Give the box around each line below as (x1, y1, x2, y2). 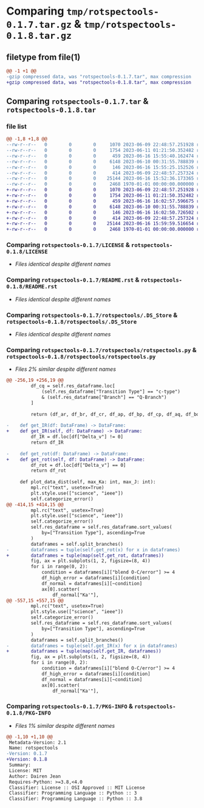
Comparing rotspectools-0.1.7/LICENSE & (6, 241, 131, 250)
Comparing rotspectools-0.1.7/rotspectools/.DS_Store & (6, 311, 178, 319)
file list (6, 122, 27, 131)
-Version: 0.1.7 (6, 751, 47, 757)
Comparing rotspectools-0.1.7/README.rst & (6, 276, 140, 284)
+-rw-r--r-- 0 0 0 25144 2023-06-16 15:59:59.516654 (6, 220, 194, 227)
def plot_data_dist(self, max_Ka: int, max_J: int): (19, 479, 156, 485)
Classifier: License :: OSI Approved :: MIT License (8, 784, 146, 790)
